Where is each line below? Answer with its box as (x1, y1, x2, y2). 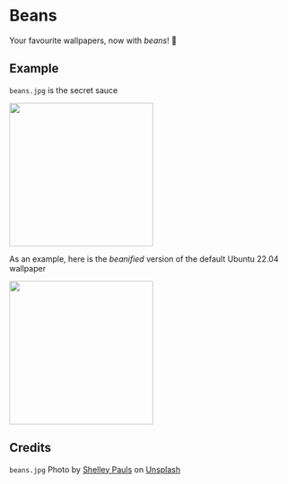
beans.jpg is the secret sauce (9, 84, 118, 95)
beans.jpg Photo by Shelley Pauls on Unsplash (9, 463, 181, 475)
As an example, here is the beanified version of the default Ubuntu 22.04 (9, 253, 279, 264)
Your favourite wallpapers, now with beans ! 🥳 (9, 35, 178, 46)
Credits (9, 440, 52, 455)
